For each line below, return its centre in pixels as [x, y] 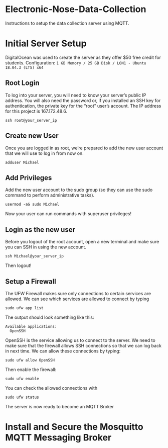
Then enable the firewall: [31, 369]
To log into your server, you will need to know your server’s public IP [76, 95]
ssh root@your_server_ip [31, 120]
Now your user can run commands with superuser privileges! [68, 214]
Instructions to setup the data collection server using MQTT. [67, 23]
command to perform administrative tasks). [50, 195]
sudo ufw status [22, 397]
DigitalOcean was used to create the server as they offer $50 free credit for [83, 57]
